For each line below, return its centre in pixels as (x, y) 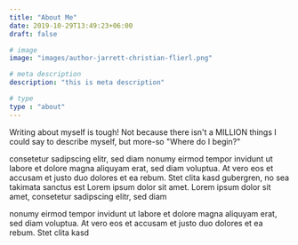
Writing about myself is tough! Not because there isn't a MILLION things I (143, 132)
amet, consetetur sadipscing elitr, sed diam (88, 196)
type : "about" (37, 107)
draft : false (33, 34)
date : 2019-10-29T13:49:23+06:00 (71, 26)
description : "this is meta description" (87, 83)
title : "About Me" (43, 17)
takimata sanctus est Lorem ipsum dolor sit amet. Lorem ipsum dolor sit (140, 186)
